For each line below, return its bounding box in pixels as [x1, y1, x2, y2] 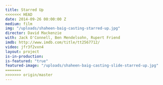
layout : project [5, 49, 39, 54]
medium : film [5, 21, 33, 26]
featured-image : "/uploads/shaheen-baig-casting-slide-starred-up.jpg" [5, 63, 158, 68]
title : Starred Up [5, 7, 44, 12]
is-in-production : [5, 53, 44, 59]
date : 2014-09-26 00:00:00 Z [5, 16, 66, 21]
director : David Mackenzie [5, 30, 62, 35]
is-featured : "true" [5, 58, 49, 63]
